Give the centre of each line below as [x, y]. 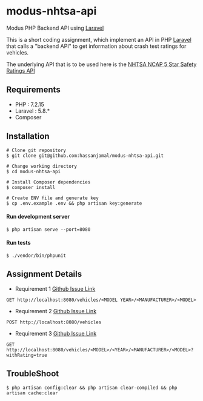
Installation [28, 137]
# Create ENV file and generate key [52, 198]
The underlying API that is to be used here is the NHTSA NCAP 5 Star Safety [101, 64]
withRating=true [27, 355]
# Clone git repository [36, 150]
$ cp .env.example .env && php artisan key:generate [74, 203]
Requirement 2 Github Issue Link [56, 311]
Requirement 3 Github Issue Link [56, 333]
